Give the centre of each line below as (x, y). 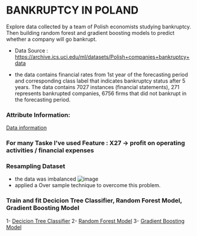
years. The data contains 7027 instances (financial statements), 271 (97, 87)
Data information (27, 128)
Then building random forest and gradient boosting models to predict (90, 32)
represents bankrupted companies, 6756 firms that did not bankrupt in (101, 93)
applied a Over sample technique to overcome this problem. (88, 185)
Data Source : (31, 50)
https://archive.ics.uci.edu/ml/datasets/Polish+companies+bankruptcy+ (102, 57)
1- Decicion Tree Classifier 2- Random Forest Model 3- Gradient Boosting (96, 221)
